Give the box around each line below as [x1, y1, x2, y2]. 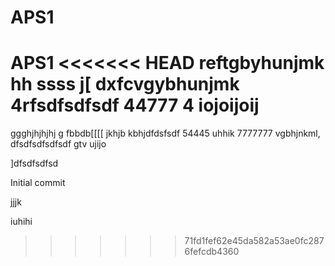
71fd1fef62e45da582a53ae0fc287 [184, 235, 325, 247]
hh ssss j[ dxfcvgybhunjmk [10, 73, 240, 96]
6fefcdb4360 [184, 246, 240, 258]
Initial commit [10, 177, 66, 189]
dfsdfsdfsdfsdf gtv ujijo [10, 138, 107, 150]
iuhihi [10, 216, 33, 228]
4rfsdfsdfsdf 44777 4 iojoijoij [10, 94, 260, 117]
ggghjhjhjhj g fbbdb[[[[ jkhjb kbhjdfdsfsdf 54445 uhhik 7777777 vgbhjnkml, [10, 127, 321, 140]
